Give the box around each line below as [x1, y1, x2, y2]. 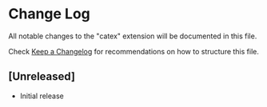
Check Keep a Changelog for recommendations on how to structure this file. [8, 46, 260, 56]
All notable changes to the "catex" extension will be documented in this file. [8, 31, 257, 41]
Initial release [19, 91, 64, 101]
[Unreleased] [8, 69, 76, 84]
